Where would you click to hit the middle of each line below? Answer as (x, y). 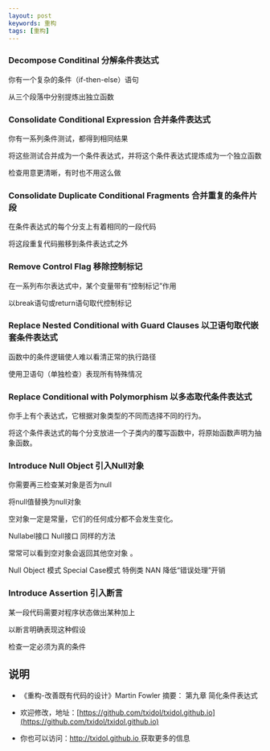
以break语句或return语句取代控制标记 (70, 303)
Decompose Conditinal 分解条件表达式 (84, 60)
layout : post (30, 16)
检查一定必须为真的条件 (47, 646)
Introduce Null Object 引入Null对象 (76, 466)
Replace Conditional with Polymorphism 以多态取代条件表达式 (130, 397)
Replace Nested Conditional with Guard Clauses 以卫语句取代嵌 (133, 325)
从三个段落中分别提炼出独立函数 (61, 97)
